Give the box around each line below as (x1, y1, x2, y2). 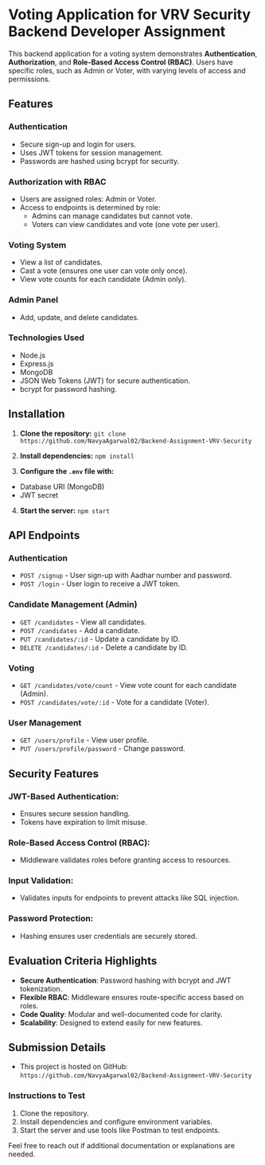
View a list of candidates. (19, 257, 103, 268)
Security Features (8, 767, 99, 780)
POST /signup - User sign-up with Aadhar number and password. (19, 571, 232, 581)
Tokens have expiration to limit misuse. (19, 817, 147, 827)
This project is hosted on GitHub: (19, 1061, 129, 1072)
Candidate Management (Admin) (8, 599, 138, 610)
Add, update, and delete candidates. (19, 312, 139, 322)
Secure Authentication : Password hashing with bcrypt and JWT (19, 975, 232, 985)
